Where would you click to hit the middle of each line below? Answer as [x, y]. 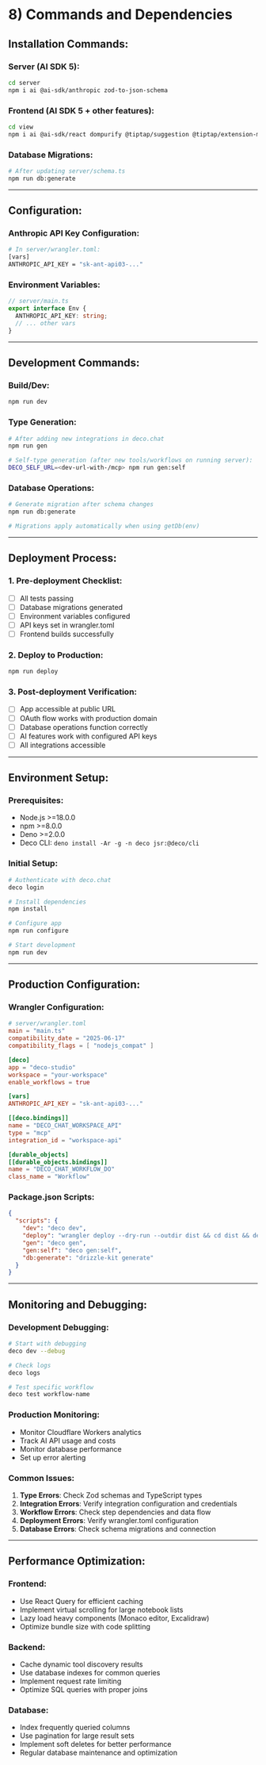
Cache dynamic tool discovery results [81, 1664]
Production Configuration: [74, 985]
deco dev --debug [37, 1351]
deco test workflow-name [49, 1395]
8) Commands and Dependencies [120, 15]
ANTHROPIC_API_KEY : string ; [62, 316]
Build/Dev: [29, 386]
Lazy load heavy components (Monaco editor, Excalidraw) [114, 1618]
